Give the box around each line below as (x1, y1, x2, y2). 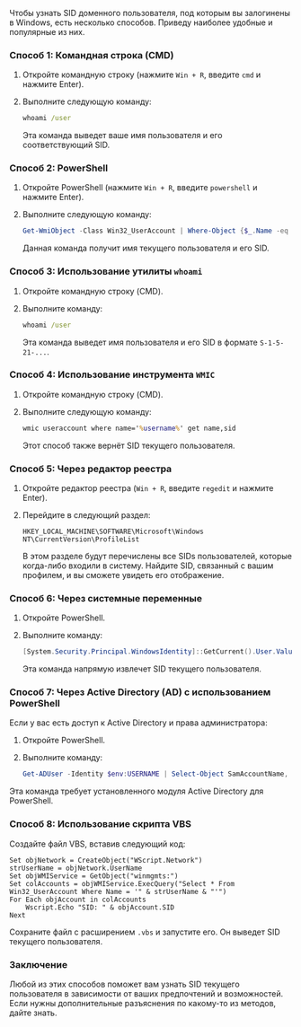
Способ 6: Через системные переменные (9, 592, 202, 604)
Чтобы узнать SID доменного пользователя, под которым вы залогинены (9, 8, 290, 18)
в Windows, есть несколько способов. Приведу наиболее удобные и (9, 17, 273, 28)
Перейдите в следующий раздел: (22, 509, 151, 520)
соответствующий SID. (22, 139, 111, 151)
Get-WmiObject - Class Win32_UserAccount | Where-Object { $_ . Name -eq (22, 226, 289, 236)
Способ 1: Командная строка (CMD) (9, 48, 174, 61)
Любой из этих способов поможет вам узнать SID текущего (9, 979, 240, 989)
